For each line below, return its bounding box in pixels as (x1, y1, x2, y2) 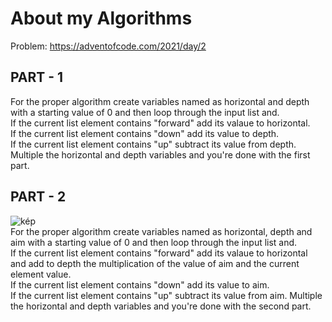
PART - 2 (10, 188, 67, 206)
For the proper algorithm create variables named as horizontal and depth (10, 95, 310, 107)
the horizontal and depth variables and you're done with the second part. (10, 300, 312, 312)
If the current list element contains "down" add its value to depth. (10, 127, 280, 139)
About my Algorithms (10, 7, 193, 30)
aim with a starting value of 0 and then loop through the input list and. (10, 236, 298, 248)
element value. (10, 268, 72, 280)
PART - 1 (10, 69, 64, 86)
